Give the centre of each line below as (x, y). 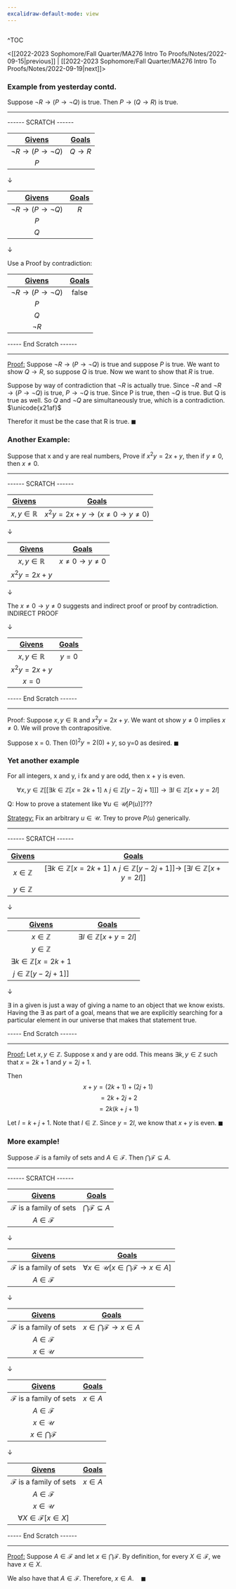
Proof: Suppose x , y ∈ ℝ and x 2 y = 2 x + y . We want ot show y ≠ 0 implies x (117, 719)
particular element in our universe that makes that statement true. (102, 1020)
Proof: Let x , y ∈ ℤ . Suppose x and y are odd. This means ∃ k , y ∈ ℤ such (112, 1054)
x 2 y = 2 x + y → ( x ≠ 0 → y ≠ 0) (97, 513)
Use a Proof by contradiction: (50, 263)
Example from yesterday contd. (62, 86)
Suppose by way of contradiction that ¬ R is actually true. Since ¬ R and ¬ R (114, 385)
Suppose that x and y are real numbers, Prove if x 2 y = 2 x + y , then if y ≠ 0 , (115, 455)
